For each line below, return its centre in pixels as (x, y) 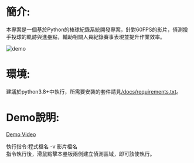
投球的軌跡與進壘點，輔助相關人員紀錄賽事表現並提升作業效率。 (88, 36)
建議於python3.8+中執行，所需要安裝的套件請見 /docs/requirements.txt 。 (94, 91)
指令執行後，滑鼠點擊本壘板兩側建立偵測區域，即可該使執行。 (81, 154)
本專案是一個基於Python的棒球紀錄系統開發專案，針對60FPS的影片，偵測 (95, 29)
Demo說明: (33, 118)
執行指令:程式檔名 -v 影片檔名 (42, 146)
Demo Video (21, 134)
